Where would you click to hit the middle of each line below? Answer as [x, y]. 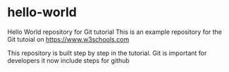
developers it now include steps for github [69, 60]
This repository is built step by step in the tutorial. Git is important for [107, 53]
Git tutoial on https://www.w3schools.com [68, 39]
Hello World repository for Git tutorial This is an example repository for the [115, 32]
